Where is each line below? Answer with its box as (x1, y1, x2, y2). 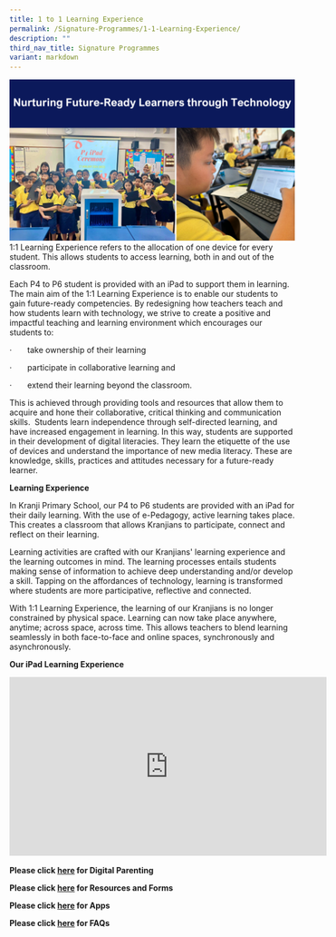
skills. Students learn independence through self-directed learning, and (9, 416, 278, 427)
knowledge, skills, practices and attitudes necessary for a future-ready (9, 455, 274, 466)
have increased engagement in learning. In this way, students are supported (9, 426, 293, 437)
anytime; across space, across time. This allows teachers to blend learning (9, 622, 288, 633)
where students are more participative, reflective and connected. (9, 585, 252, 596)
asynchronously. (9, 641, 72, 652)
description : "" (9, 34, 71, 43)
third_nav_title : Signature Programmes (9, 44, 160, 53)
